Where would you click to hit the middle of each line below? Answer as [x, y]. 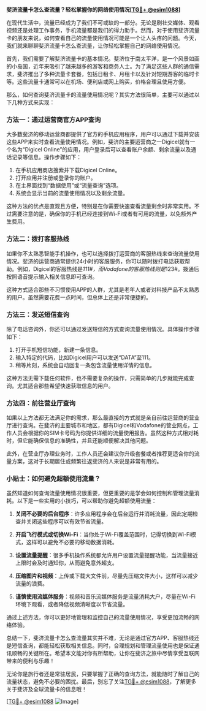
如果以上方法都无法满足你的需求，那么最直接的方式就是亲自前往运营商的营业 [103, 418]
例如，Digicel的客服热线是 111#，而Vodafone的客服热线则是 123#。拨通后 [108, 268]
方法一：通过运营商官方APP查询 [54, 120]
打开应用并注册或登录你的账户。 [55, 178]
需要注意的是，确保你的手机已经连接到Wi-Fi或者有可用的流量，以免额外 [101, 214]
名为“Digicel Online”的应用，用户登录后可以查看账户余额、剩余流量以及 [101, 150]
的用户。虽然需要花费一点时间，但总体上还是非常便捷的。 [79, 297]
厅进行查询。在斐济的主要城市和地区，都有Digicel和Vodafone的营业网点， [100, 425]
